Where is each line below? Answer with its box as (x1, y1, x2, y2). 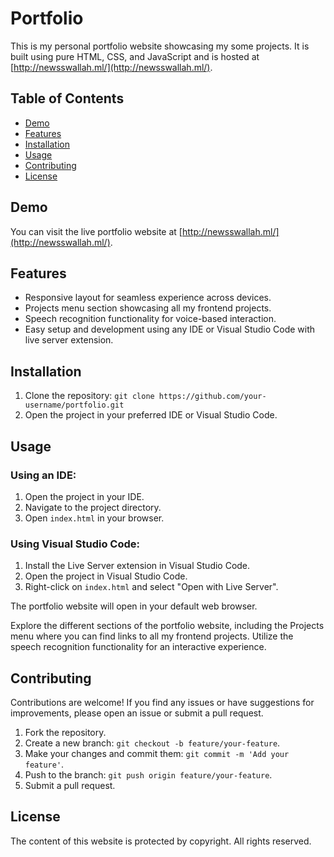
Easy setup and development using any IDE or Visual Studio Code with (24, 323, 316, 336)
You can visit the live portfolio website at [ (10, 225, 183, 237)
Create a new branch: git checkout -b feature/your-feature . (24, 737, 281, 749)
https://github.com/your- (158, 392, 267, 402)
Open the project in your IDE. (24, 490, 145, 502)
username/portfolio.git (24, 400, 125, 411)
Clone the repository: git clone (24, 390, 155, 402)
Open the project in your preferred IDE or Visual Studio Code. (24, 409, 278, 421)
